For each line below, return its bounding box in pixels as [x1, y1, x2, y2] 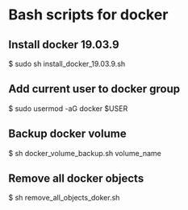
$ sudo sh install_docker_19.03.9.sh [8, 59, 126, 68]
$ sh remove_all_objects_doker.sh [8, 193, 120, 203]
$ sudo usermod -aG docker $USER [8, 103, 128, 113]
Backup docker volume [8, 127, 127, 141]
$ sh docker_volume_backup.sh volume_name [8, 148, 161, 158]
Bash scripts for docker [8, 6, 169, 24]
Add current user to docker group [8, 82, 180, 96]
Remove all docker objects [8, 171, 144, 186]
